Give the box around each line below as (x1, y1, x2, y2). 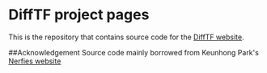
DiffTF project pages (8, 6, 150, 24)
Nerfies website (8, 56, 61, 66)
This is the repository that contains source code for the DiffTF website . (8, 32, 244, 42)
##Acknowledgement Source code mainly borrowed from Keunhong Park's (8, 47, 259, 57)
